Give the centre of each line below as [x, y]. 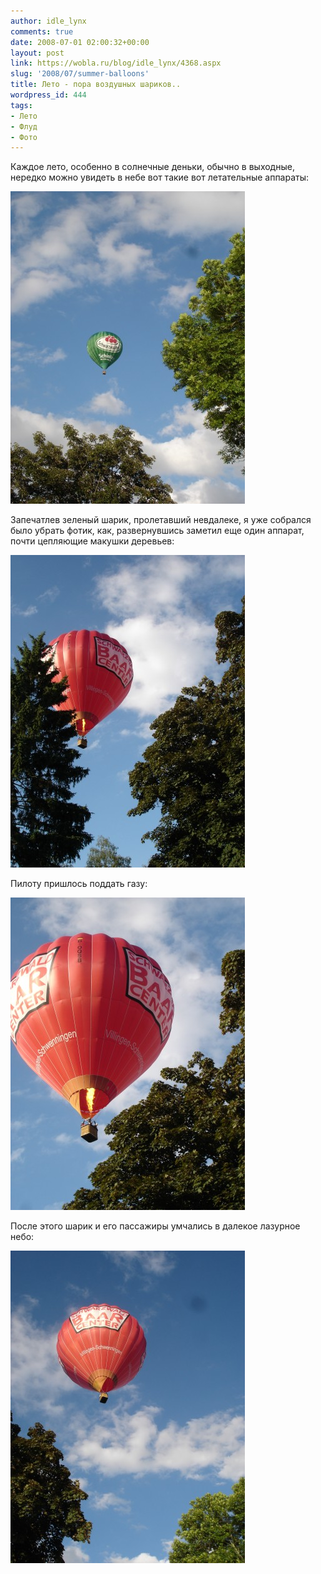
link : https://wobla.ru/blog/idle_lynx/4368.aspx [116, 63]
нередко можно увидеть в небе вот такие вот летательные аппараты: [160, 177]
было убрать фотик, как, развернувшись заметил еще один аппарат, [157, 531]
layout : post [37, 53]
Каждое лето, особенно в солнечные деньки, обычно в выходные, [152, 167]
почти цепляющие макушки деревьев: [92, 541]
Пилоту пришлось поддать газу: [79, 884]
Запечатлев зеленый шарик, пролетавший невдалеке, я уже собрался [161, 520]
